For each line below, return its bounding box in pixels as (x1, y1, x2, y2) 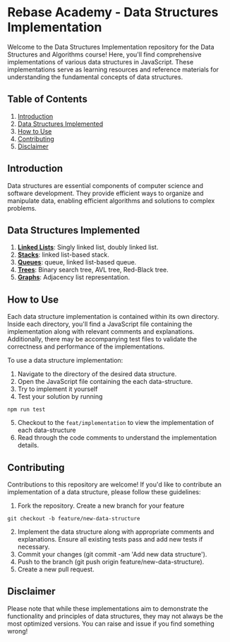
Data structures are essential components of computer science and (7, 181, 203, 189)
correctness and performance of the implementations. (7, 342, 165, 351)
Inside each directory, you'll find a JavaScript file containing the (7, 320, 193, 329)
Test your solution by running (17, 392, 103, 401)
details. (17, 441, 40, 450)
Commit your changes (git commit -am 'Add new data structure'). (17, 550, 207, 559)
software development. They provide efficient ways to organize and (7, 189, 204, 197)
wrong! (7, 626, 28, 635)
